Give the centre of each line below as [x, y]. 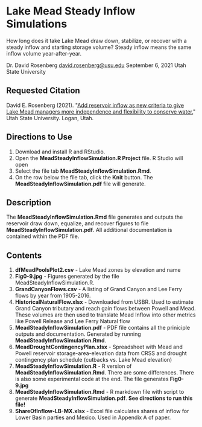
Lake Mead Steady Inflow [71, 11]
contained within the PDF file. [43, 236]
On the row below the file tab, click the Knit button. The [84, 177]
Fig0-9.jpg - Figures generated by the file [67, 277]
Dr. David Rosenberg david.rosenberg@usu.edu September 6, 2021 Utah [96, 65]
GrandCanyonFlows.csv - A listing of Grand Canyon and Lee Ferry [98, 289]
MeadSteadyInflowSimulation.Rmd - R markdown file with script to [99, 392]
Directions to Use [39, 137]
